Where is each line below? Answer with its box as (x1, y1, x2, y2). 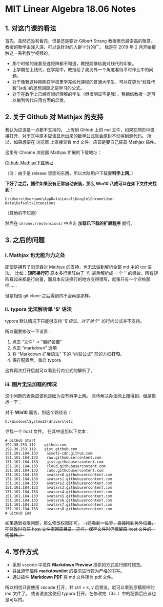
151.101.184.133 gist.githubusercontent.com (5, 459, 104, 465)
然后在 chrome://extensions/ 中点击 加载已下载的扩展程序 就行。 (5, 220, 135, 226)
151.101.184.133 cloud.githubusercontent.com (5, 464, 106, 469)
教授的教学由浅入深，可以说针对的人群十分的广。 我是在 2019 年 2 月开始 (5, 44, 152, 50)
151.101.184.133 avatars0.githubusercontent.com (5, 473, 112, 477)
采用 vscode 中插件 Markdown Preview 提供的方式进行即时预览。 (12, 562, 145, 567)
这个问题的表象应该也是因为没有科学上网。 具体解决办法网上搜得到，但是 (5, 393, 152, 399)
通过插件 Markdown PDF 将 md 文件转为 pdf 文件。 (12, 574, 116, 580)
